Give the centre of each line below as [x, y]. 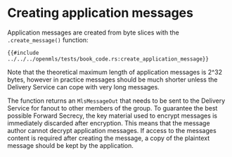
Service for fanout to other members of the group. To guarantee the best [112, 108]
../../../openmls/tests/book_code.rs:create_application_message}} [108, 59]
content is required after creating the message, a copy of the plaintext [109, 138]
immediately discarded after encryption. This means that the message [109, 123]
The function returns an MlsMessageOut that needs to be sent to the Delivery [116, 101]
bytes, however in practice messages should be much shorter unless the [112, 80]
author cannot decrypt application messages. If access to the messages [112, 130]
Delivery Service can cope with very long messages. [83, 87]
